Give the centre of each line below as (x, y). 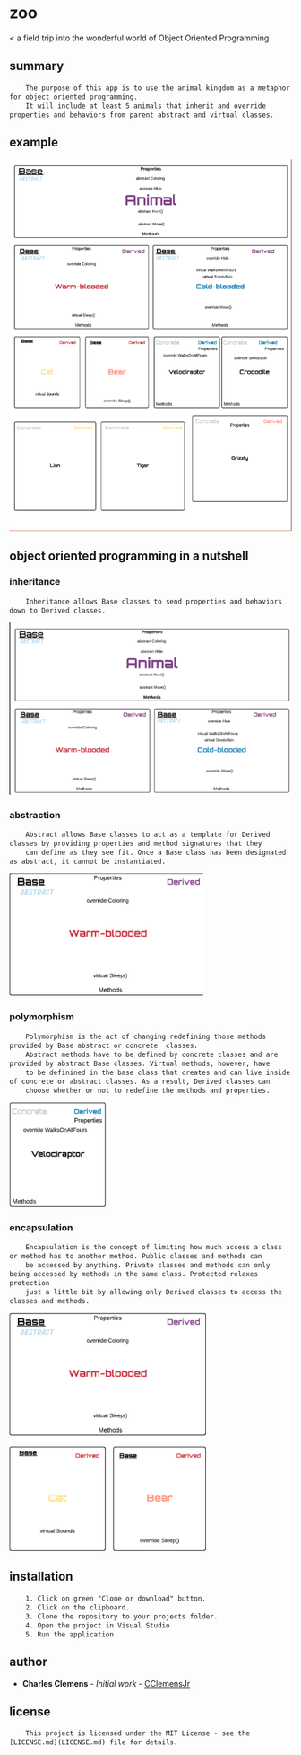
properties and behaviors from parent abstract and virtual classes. (142, 115)
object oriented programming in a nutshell (129, 556)
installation (41, 1577)
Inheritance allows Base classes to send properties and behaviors (154, 601)
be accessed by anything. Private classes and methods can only (148, 1265)
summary (37, 66)
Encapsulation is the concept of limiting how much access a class (154, 1247)
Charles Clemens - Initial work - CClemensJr (106, 1683)
